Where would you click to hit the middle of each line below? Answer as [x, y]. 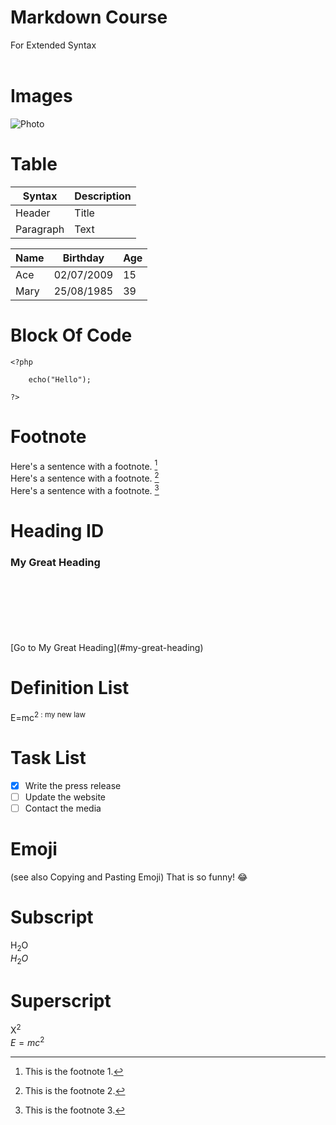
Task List [48, 757]
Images [41, 96]
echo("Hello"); [60, 379]
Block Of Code [71, 335]
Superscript [61, 1000]
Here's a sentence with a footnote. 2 [85, 477]
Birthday [83, 258]
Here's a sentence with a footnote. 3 [85, 489]
